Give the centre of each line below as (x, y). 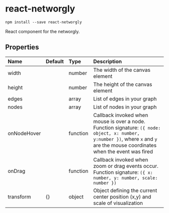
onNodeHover (24, 133)
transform (19, 196)
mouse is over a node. (119, 121)
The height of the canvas (123, 84)
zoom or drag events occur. (126, 166)
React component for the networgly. (43, 31)
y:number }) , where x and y (125, 139)
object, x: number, (116, 133)
